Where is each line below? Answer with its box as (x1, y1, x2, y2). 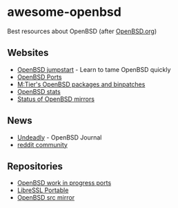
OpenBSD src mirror (17, 193, 75, 202)
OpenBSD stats (17, 87, 61, 95)
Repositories (7, 160, 63, 172)
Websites (7, 47, 49, 59)
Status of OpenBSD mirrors (17, 95, 95, 103)
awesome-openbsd (7, 4, 122, 20)
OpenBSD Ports (17, 73, 62, 81)
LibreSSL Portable (17, 186, 69, 194)
